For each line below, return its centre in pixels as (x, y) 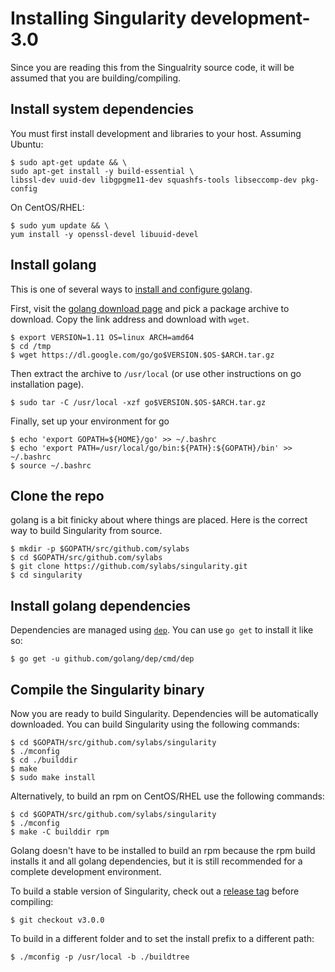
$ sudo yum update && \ (60, 225)
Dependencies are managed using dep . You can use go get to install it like (162, 630)
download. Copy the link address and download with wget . (130, 319)
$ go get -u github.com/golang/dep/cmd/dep (102, 659)
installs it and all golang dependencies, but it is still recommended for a (156, 861)
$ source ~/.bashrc (51, 465)
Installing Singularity (98, 18)
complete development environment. (86, 871)
